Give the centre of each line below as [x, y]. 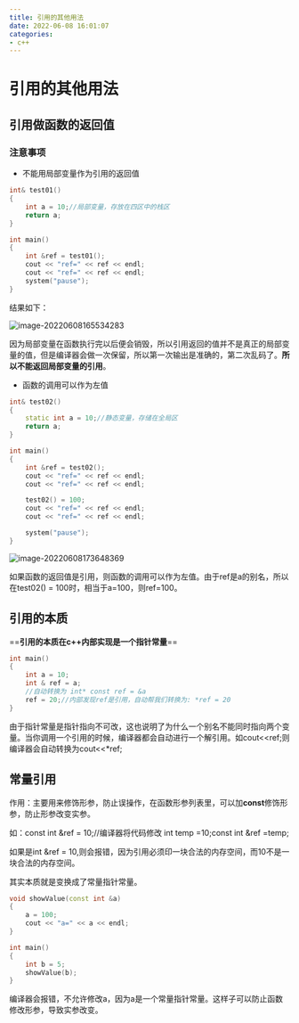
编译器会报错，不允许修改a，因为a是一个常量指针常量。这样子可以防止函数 [146, 999]
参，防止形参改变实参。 [52, 814]
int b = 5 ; [45, 964]
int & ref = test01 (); [65, 256]
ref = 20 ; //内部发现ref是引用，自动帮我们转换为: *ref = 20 [128, 700]
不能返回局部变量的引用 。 [64, 365]
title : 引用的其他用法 [47, 17]
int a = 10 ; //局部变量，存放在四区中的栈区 [98, 207]
